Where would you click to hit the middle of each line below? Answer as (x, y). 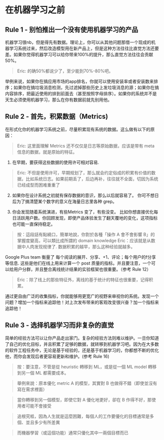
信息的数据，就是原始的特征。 (47, 152)
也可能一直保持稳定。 (33, 224)
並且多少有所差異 (43, 422)
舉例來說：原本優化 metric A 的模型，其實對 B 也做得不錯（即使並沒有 (87, 383)
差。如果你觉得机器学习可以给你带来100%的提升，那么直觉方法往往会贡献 (79, 55)
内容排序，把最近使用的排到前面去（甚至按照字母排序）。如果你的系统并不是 (81, 94)
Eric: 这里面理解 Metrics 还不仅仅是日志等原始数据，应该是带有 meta (86, 146)
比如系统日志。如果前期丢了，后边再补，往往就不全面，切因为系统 (92, 178)
